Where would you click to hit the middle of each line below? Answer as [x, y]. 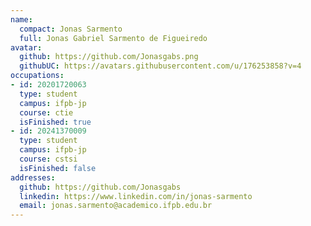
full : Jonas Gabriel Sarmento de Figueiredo [113, 38]
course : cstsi [48, 159]
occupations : [37, 76]
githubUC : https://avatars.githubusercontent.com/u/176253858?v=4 [160, 66]
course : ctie [46, 112]
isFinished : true [55, 122]
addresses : [33, 177]
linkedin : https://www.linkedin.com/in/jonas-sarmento [136, 196]
